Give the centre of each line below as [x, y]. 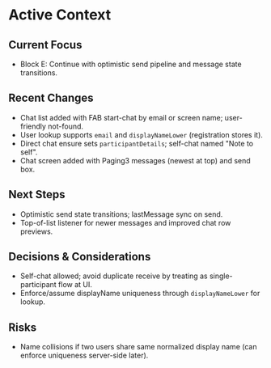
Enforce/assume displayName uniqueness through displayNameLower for [140, 294]
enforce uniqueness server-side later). [84, 355]
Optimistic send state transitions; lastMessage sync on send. [121, 214]
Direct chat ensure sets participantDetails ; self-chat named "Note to [136, 143]
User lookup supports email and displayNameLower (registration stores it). [141, 134]
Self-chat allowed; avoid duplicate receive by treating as [114, 276]
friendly [33, 126]
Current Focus [45, 45]
